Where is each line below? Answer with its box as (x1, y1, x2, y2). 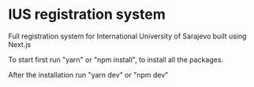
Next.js (8, 39, 32, 49)
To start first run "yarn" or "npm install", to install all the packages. (8, 55, 223, 64)
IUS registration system (8, 5, 166, 24)
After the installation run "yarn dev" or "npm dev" (8, 70, 169, 79)
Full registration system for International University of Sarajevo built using (8, 31, 247, 41)
